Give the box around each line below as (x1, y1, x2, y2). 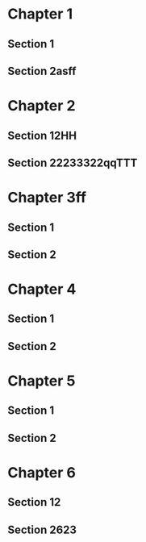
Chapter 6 (7, 464, 76, 482)
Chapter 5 (7, 372, 76, 390)
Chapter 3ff (7, 189, 86, 206)
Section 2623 (7, 523, 77, 536)
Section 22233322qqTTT (7, 156, 138, 169)
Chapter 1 (7, 5, 73, 23)
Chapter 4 (7, 280, 77, 298)
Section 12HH (7, 128, 77, 142)
